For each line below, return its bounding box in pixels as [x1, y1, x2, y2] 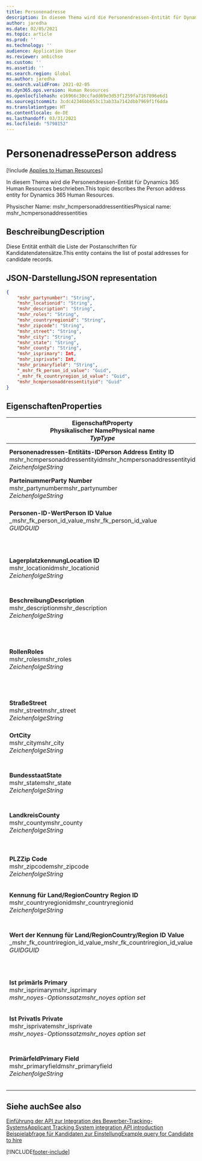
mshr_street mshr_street [9, 706, 76, 715]
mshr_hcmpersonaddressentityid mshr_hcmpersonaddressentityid [9, 456, 196, 464]
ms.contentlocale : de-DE [6, 110, 69, 116]
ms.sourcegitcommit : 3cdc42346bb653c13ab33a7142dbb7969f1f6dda [6, 98, 168, 104]
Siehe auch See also [6, 1101, 82, 1112]
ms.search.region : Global [6, 71, 71, 77]
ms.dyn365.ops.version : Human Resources [6, 87, 109, 93]
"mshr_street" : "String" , [17, 328, 82, 335]
